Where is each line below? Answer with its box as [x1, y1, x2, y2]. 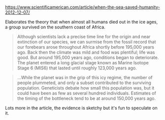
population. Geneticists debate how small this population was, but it [17, 85, 155, 90]
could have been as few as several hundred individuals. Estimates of [17, 90, 156, 96]
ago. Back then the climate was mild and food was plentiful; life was [17, 49, 155, 55]
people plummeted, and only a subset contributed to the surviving [17, 80, 152, 86]
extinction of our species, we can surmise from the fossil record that [17, 39, 156, 45]
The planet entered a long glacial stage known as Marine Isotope [17, 60, 149, 65]
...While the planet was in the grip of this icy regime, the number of [17, 75, 153, 80]
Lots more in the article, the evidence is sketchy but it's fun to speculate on [5, 105, 158, 111]
